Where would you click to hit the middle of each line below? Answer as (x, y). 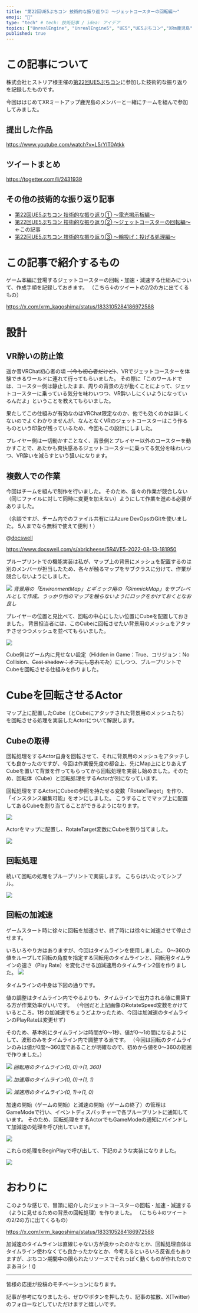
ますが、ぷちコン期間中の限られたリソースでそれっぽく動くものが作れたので (99, 1259)
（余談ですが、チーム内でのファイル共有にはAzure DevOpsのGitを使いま (94, 519)
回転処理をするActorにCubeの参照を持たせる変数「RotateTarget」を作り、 (96, 791)
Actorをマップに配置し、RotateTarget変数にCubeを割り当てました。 (89, 829)
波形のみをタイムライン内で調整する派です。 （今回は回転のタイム (101, 1039)
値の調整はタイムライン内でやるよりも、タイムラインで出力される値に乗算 (96, 997)
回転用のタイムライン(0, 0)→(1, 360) (57, 1067)
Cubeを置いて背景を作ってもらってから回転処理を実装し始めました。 (90, 771)
